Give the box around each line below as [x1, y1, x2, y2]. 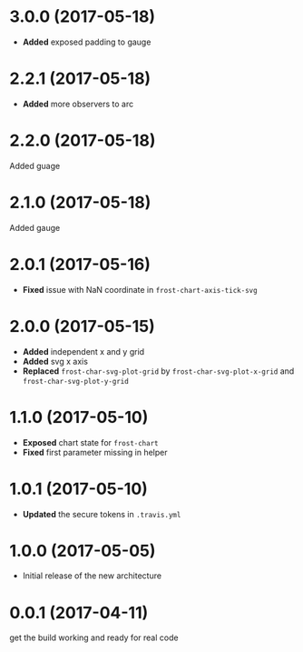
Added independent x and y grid [22, 346, 145, 356]
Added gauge [9, 222, 61, 233]
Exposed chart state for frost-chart [22, 436, 159, 447]
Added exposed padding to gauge [22, 36, 151, 47]
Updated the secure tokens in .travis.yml [22, 508, 181, 519]
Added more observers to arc [22, 98, 134, 109]
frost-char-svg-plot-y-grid [22, 376, 129, 386]
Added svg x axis [22, 356, 89, 366]
